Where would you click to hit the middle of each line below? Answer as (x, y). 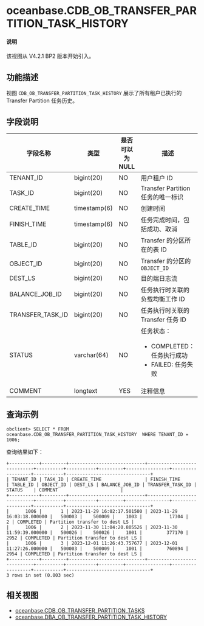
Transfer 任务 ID (163, 320)
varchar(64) (91, 355)
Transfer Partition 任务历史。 (42, 100)
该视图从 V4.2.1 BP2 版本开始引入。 (50, 56)
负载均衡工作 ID (163, 299)
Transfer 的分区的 (166, 261)
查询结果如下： (25, 452)
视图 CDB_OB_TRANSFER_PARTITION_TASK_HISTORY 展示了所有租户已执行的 (94, 93)
